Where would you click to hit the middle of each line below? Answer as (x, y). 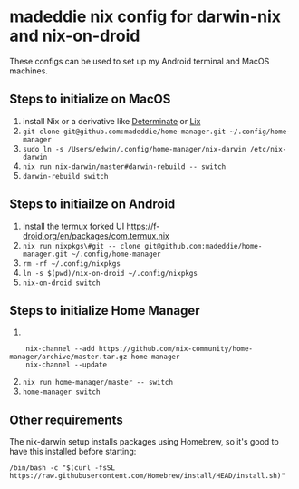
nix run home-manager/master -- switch (98, 383)
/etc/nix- (268, 149)
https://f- (143, 226)
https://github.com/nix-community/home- (176, 349)
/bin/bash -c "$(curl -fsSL (63, 468)
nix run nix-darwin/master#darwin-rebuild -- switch (124, 166)
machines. (29, 71)
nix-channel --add (60, 349)
